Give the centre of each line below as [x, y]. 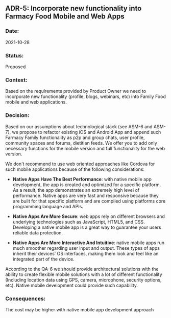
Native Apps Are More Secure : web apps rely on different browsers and [89, 216]
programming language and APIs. [48, 206]
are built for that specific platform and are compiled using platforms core [89, 201]
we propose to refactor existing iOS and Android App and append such [87, 132]
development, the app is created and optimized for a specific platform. [87, 185]
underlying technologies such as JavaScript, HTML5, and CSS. [79, 222]
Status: [15, 55]
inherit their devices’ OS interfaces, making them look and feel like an [86, 253]
